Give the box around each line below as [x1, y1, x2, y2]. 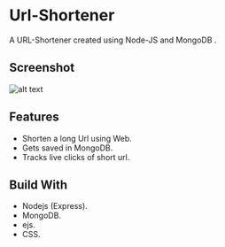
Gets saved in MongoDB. [21, 143, 113, 153]
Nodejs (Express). [21, 201, 89, 212]
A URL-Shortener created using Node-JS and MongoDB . [9, 35, 217, 45]
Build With [9, 177, 68, 192]
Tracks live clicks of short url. [21, 151, 130, 162]
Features [9, 110, 59, 125]
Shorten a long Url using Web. [21, 133, 133, 143]
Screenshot [9, 60, 75, 75]
